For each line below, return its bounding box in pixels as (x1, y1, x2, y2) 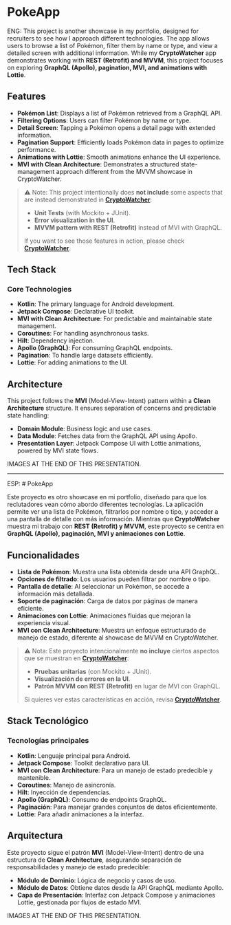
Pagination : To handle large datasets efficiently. (16, 351, 153, 360)
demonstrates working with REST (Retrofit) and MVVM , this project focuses (7, 56, 223, 64)
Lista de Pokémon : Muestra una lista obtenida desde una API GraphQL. (16, 568, 220, 576)
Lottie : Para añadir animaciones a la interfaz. (16, 809, 144, 818)
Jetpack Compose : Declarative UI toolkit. (16, 307, 135, 316)
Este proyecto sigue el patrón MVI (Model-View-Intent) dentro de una (7, 848, 204, 856)
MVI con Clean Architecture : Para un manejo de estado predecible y (16, 766, 213, 774)
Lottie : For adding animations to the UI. (16, 358, 129, 367)
